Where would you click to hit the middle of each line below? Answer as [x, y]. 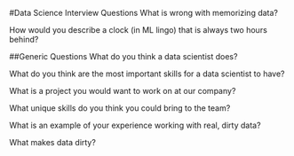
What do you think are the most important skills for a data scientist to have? [147, 74]
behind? [24, 39]
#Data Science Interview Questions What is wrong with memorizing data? [143, 13]
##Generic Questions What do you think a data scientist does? [123, 56]
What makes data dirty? [52, 142]
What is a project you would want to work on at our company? [123, 91]
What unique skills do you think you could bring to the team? [120, 108]
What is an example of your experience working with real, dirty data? [135, 125]
